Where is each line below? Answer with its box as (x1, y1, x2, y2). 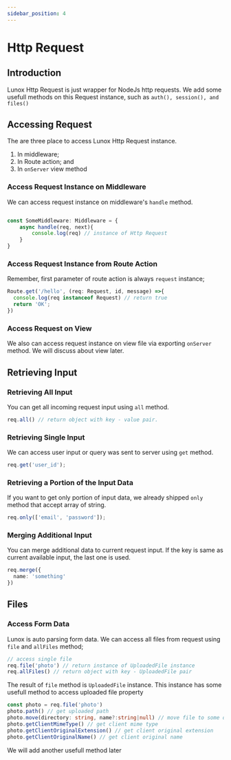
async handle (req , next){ (19, 223, 94, 231)
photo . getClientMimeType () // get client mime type (7, 721, 158, 728)
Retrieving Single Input (7, 432, 85, 442)
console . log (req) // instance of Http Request (32, 230, 168, 237)
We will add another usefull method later (7, 746, 122, 754)
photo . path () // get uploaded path (7, 708, 109, 715)
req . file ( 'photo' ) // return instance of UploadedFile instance (7, 662, 195, 669)
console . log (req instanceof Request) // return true (13, 294, 168, 302)
